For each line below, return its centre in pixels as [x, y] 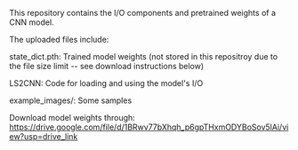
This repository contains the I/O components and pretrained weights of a [143, 13]
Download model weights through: [72, 118]
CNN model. [32, 22]
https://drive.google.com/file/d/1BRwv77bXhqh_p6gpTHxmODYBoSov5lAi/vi [149, 127]
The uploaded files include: [59, 39]
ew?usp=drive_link [44, 136]
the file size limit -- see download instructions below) [107, 66]
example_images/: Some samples [71, 100]
